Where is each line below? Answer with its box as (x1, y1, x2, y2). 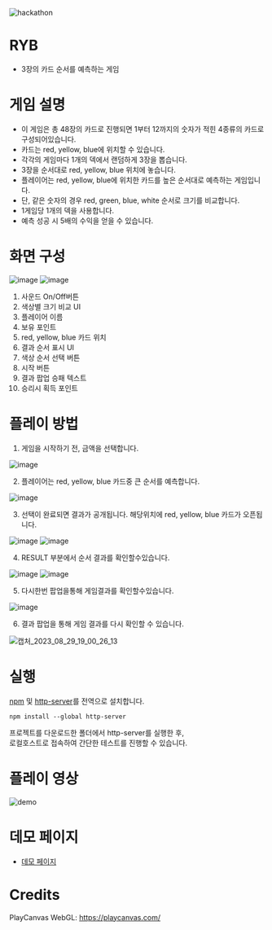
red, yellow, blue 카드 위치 (20, 332, 107, 342)
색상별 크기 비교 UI (20, 301, 81, 311)
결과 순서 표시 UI (20, 342, 75, 352)
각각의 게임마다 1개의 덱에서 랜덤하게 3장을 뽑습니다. (20, 155, 188, 165)
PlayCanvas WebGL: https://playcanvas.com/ (9, 912, 161, 922)
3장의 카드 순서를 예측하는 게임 (20, 64, 120, 73)
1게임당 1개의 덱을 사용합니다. (20, 205, 115, 215)
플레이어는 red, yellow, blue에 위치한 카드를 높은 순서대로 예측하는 (20, 175, 233, 185)
